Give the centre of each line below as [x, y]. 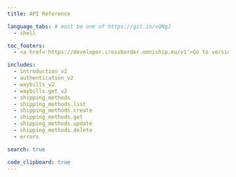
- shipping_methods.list [50, 104]
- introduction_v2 [41, 72]
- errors [26, 137]
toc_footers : [26, 46]
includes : [22, 65]
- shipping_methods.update [53, 124]
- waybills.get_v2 [41, 91]
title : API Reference [39, 14]
